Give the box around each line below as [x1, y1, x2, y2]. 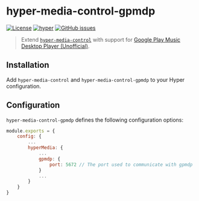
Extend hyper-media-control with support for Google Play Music [21, 36, 181, 43]
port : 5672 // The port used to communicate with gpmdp [49, 162, 193, 168]
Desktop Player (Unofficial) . [21, 42, 90, 50]
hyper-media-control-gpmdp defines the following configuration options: [6, 116, 184, 124]
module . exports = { [6, 128, 55, 134]
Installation [6, 60, 49, 70]
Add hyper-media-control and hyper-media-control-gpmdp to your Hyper [6, 76, 185, 83]
